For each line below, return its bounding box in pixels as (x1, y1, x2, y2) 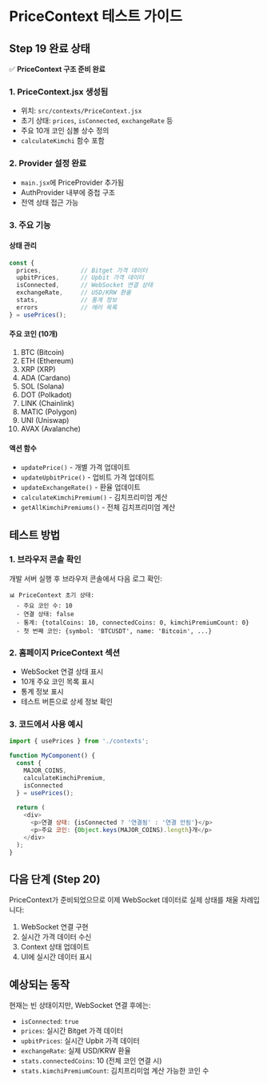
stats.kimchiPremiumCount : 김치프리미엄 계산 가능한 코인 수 (20, 1066, 209, 1076)
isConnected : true (20, 1017, 79, 1026)
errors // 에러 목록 (16, 303, 118, 312)
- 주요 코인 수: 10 (16, 601, 73, 610)
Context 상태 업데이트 (20, 942, 90, 952)
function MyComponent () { (9, 752, 95, 760)
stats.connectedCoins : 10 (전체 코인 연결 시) (20, 1056, 162, 1065)
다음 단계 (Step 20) (9, 872, 101, 886)
